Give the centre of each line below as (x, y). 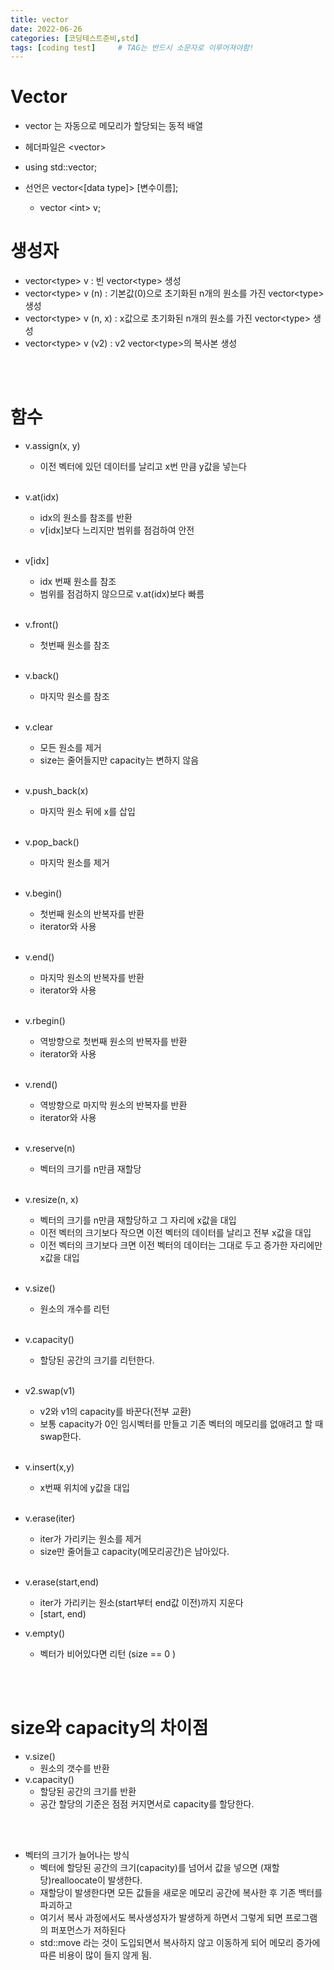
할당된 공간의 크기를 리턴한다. (97, 1360)
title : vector (40, 19)
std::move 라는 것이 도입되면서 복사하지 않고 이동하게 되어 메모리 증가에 (180, 1942)
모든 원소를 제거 (70, 748)
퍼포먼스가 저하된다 (88, 1930)
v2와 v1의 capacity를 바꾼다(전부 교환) (115, 1412)
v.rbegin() (45, 1021)
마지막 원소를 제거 (74, 863)
